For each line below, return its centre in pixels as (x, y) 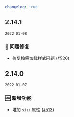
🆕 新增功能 (18, 98)
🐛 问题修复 (17, 46)
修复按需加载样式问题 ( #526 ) (41, 58)
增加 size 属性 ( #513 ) (33, 110)
